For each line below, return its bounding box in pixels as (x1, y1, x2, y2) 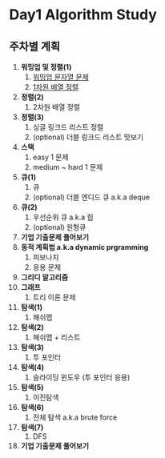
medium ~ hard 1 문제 (32, 163, 103, 171)
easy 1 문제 (32, 152, 69, 162)
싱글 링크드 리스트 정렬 (32, 123, 104, 131)
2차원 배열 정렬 (32, 102, 81, 111)
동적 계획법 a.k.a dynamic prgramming (20, 243, 149, 251)
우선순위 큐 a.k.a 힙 (32, 212, 95, 222)
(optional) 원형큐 (32, 223, 87, 231)
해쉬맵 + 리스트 (32, 332, 81, 342)
